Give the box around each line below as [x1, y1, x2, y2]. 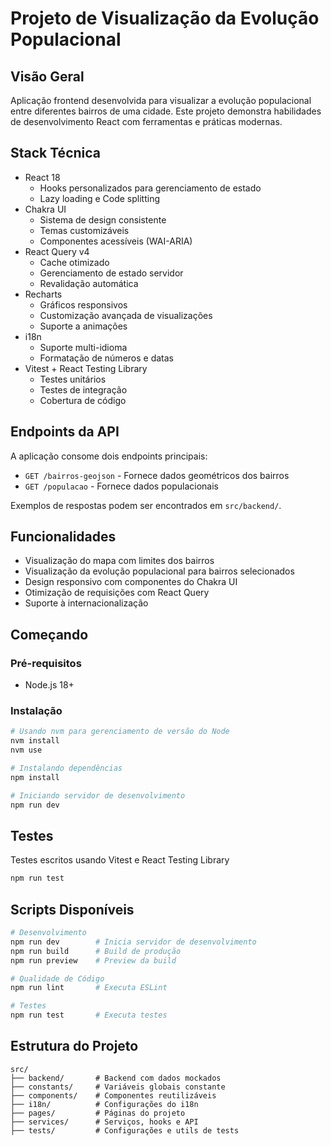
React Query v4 [24, 245, 90, 257]
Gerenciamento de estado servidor [39, 267, 184, 279]
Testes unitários [39, 373, 107, 385]
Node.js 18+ [24, 679, 75, 691]
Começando [10, 626, 89, 643]
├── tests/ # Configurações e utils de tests [10, 1125, 240, 1136]
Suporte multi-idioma [39, 341, 128, 353]
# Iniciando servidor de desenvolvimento [10, 790, 186, 801]
